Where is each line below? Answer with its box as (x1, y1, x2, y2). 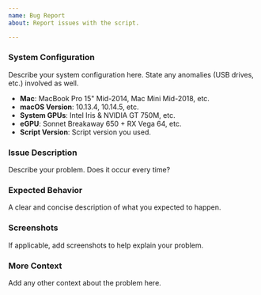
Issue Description (8, 147, 78, 158)
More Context (8, 260, 62, 271)
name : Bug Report (8, 11, 66, 20)
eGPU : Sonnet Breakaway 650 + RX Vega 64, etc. (19, 119, 182, 128)
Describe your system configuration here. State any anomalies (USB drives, (8, 70, 255, 79)
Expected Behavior (8, 185, 83, 196)
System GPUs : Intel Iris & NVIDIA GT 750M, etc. (19, 110, 176, 119)
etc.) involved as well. (8, 78, 79, 88)
